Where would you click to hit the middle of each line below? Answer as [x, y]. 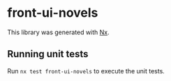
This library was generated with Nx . [58, 32]
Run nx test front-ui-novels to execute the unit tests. [86, 71]
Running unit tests [48, 54]
